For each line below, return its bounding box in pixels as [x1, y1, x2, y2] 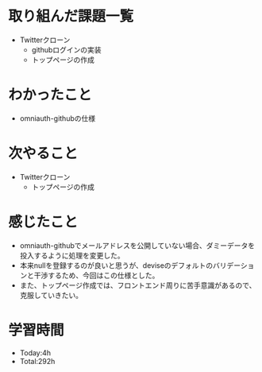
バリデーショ [213, 260, 255, 270]
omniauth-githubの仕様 [19, 113, 96, 123]
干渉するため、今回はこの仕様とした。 [33, 270, 160, 280]
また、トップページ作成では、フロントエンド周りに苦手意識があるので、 [19, 280, 256, 290]
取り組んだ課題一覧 [8, 7, 134, 25]
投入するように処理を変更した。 [19, 250, 125, 260]
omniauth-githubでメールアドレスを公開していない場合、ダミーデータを [19, 240, 256, 250]
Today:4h [19, 347, 52, 358]
